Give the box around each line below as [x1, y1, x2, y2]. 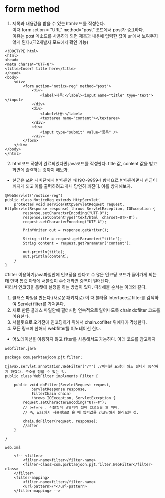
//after [23, 423, 38, 428]
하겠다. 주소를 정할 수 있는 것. [10, 369, 67, 374]
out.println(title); [23, 249, 65, 254]
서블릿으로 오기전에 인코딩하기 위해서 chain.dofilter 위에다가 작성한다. [12, 319, 147, 325]
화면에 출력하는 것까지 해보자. [12, 167, 69, 173]
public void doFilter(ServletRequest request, [14, 382, 111, 387]
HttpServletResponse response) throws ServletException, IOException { [5, 206, 155, 211]
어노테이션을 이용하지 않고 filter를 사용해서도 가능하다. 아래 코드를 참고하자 [12, 336, 156, 342]
